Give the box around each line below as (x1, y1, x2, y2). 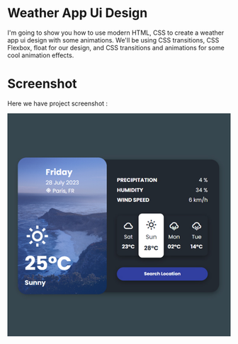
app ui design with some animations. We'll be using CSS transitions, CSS (7, 35, 220, 44)
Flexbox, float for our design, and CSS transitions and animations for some (7, 43, 225, 52)
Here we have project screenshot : (7, 99, 108, 108)
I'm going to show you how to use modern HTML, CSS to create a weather (7, 28, 225, 37)
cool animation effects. (7, 51, 74, 59)
